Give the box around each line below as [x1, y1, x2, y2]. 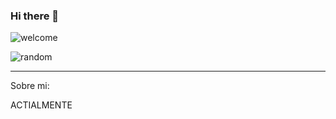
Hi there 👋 [10, 9, 60, 23]
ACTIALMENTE [10, 99, 73, 111]
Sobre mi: [10, 80, 50, 92]
